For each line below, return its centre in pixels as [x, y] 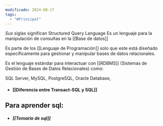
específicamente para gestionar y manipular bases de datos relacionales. [80, 53]
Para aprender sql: [34, 105]
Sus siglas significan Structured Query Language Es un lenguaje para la [79, 33]
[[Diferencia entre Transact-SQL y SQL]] [55, 89]
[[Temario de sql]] [31, 118]
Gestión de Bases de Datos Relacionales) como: [54, 68]
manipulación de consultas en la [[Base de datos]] [57, 38]
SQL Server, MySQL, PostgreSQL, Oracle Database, [58, 78]
